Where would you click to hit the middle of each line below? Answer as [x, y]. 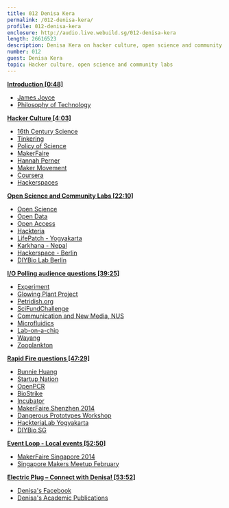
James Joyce [36, 97]
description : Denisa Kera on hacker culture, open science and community [115, 45]
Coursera [30, 175]
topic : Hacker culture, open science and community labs [90, 65]
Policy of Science [41, 146]
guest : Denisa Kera [35, 58]
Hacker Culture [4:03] [39, 118]
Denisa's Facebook [44, 490]
